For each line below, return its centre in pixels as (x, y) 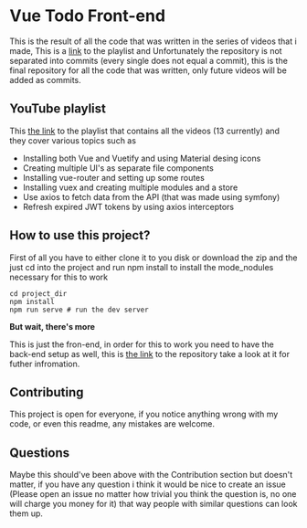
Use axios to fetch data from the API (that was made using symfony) (151, 196)
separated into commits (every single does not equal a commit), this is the (148, 60)
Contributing (47, 392)
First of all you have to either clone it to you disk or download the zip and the (153, 258)
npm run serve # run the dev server (79, 310)
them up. (26, 513)
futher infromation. (45, 364)
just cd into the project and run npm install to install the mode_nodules (142, 267)
